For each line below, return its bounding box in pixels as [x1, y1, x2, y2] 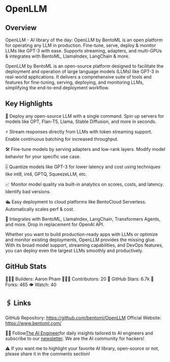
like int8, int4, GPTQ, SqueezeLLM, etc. [5, 171, 88, 177]
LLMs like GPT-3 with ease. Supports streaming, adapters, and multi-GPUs [5, 48, 162, 54]
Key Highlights [5, 99, 53, 108]
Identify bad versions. [5, 188, 51, 194]
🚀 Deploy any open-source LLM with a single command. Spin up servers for [5, 113, 164, 119]
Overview [5, 23, 37, 32]
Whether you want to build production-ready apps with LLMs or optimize [5, 231, 158, 237]
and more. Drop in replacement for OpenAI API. [5, 221, 104, 227]
